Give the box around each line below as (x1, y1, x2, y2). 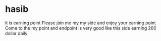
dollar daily (5, 30, 28, 36)
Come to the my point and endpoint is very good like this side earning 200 (5, 25, 157, 31)
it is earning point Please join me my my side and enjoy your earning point (5, 20, 156, 26)
